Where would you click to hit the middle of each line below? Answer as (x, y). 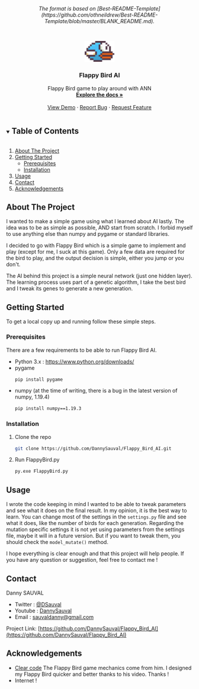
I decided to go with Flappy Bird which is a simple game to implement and (96, 245)
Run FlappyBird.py (37, 460)
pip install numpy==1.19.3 (48, 409)
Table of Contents (45, 131)
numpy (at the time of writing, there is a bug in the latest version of (96, 391)
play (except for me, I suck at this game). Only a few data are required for (95, 252)
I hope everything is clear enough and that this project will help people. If (95, 554)
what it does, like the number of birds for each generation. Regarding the (95, 523)
